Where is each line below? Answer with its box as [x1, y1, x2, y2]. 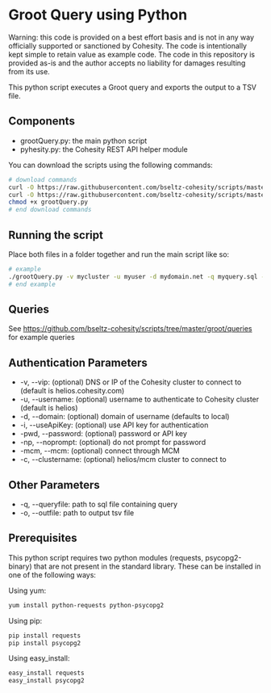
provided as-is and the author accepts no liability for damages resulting [8, 58, 246, 68]
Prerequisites [8, 531, 77, 545]
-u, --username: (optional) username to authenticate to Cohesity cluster [19, 394, 260, 405]
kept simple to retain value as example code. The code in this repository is [8, 49, 256, 59]
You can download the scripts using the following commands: [8, 160, 214, 170]
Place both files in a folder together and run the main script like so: [8, 249, 230, 259]
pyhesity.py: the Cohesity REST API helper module [19, 144, 188, 154]
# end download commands [8, 206, 92, 214]
